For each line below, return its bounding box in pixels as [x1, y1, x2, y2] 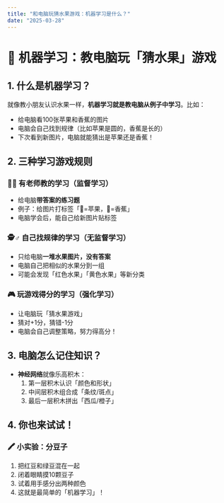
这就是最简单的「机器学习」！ [17, 488, 105, 497]
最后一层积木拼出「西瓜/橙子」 [28, 396, 118, 405]
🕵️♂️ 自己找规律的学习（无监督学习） [7, 233, 131, 243]
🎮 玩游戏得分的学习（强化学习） [7, 289, 119, 299]
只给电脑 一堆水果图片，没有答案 [17, 253, 111, 261]
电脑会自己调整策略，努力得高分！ [17, 327, 117, 335]
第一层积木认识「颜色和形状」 [28, 378, 115, 387]
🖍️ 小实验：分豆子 [7, 441, 68, 451]
